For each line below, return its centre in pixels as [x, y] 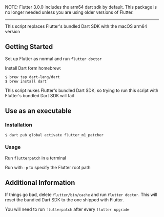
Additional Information [40, 183]
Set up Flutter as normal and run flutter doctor [53, 59]
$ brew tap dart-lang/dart [32, 77]
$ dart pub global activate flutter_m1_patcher [54, 135]
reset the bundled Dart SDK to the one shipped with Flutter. [64, 199]
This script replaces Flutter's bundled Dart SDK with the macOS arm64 [76, 26]
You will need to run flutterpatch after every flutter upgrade [67, 209]
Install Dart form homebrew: [33, 68]
